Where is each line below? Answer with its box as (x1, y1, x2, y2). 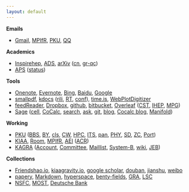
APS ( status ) (14, 66, 46, 73)
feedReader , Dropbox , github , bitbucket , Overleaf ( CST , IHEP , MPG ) (14, 102, 181, 109)
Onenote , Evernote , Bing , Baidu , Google (14, 89, 113, 96)
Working (6, 119, 28, 127)
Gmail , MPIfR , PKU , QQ (14, 36, 71, 43)
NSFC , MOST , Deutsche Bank (14, 179, 88, 186)
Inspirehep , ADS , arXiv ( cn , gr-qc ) (14, 59, 98, 67)
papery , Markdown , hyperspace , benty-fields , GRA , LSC (14, 173, 153, 180)
